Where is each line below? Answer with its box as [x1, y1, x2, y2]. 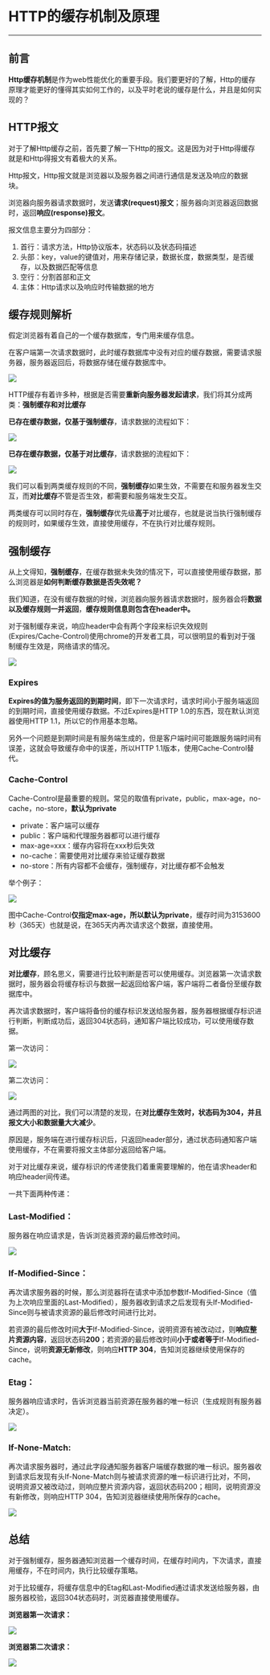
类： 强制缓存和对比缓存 [8, 399, 86, 410]
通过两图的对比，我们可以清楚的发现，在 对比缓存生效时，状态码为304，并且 [8, 1107, 262, 1117]
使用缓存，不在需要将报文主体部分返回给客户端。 [8, 1145, 170, 1154]
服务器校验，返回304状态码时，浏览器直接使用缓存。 [8, 1592, 184, 1602]
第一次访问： [8, 1042, 51, 1053]
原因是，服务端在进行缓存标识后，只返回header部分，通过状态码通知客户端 [8, 1134, 257, 1144]
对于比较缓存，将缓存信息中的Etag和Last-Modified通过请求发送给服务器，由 [8, 1583, 260, 1592]
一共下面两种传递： [8, 1189, 72, 1198]
